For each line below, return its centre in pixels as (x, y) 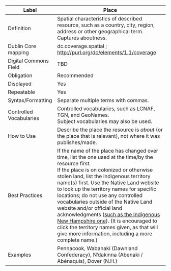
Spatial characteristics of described (100, 19)
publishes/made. (77, 142)
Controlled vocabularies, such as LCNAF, (106, 108)
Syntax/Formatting (30, 100)
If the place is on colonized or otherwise (105, 170)
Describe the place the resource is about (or (110, 130)
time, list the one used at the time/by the (105, 157)
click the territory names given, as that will (108, 227)
